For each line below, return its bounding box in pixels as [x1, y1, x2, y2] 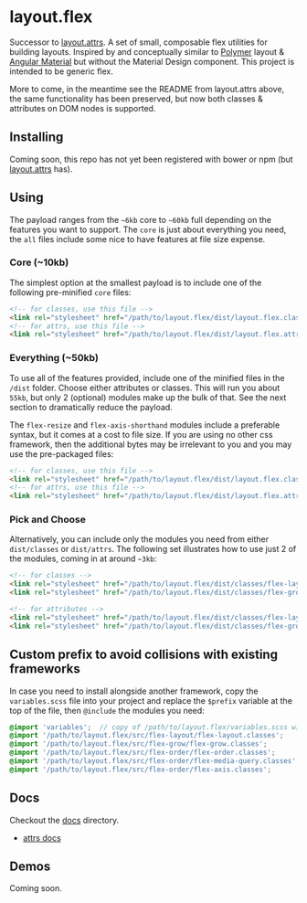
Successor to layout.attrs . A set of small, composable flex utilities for [9, 37, 268, 48]
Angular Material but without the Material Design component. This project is [9, 56, 295, 67]
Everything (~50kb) [9, 352, 99, 365]
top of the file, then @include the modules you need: [9, 705, 206, 716]
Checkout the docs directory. [9, 814, 120, 825]
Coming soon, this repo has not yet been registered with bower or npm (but [9, 154, 294, 165]
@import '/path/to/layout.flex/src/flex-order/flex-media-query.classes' [9, 757, 297, 766]
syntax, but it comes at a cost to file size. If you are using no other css [9, 429, 273, 440]
